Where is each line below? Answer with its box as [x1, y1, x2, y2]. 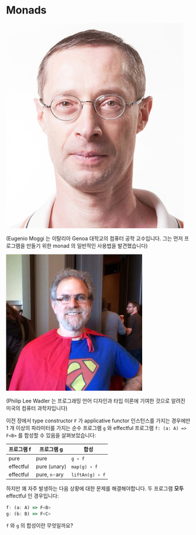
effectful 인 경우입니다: [6, 492, 60, 499]
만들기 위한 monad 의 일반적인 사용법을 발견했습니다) [26, 242, 148, 249]
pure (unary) [36, 463, 67, 470]
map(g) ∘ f [71, 464, 98, 470]
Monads [6, 4, 47, 17]
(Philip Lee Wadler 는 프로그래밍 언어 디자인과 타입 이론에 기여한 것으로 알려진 [6, 397, 185, 404]
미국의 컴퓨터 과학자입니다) [6, 404, 68, 411]
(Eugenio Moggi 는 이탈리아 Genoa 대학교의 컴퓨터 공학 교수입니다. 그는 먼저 [6, 235, 183, 242]
